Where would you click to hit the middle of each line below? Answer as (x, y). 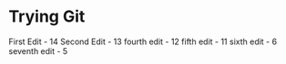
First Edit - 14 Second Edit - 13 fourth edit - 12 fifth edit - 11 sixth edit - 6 (143, 41)
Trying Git (47, 17)
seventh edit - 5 (38, 50)
